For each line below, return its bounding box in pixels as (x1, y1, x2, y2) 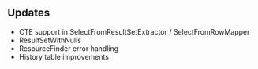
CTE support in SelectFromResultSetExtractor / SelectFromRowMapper (18, 27, 250, 36)
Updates (7, 6, 50, 20)
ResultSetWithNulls (18, 35, 82, 45)
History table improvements (18, 52, 110, 61)
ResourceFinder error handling (18, 43, 119, 53)
